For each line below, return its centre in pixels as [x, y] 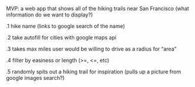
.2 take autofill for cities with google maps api [61, 37]
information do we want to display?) [49, 15]
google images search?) [35, 78]
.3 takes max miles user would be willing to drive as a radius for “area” [91, 49]
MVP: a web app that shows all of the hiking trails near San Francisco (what [98, 9]
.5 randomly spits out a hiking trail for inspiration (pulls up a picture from [94, 72]
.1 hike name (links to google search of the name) [66, 26]
